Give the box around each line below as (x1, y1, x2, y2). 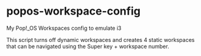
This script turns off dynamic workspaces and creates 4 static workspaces (6, 36, 195, 43)
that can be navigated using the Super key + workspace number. (6, 43, 169, 50)
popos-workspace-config (6, 4, 141, 18)
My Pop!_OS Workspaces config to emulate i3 (6, 24, 122, 32)
